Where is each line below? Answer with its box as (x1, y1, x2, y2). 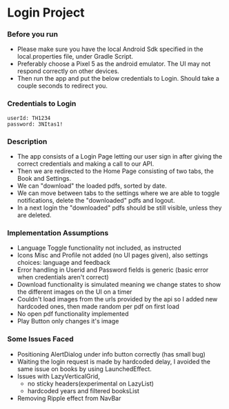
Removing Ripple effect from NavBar (17, 394, 121, 402)
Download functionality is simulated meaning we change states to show (17, 281, 221, 289)
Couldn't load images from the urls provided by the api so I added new (17, 295, 218, 303)
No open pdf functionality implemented (17, 310, 129, 318)
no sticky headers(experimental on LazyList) (27, 379, 154, 388)
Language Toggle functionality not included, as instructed (17, 243, 181, 252)
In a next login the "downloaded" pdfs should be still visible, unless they (17, 203, 222, 212)
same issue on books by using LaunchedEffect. (17, 364, 152, 373)
